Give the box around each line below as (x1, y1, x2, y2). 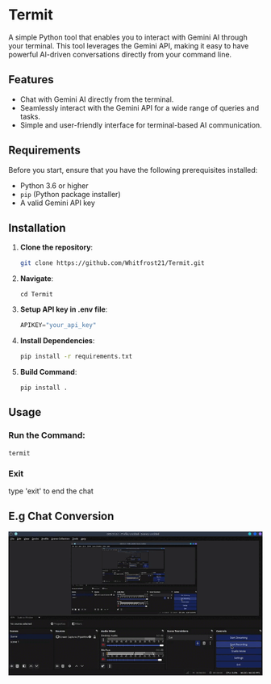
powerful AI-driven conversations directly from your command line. (8, 49, 232, 59)
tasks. (19, 111, 40, 121)
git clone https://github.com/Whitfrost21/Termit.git (19, 259, 205, 267)
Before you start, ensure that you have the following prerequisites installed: (8, 165, 258, 174)
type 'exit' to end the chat (8, 486, 94, 496)
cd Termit (19, 291, 54, 299)
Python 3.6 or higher (19, 180, 89, 191)
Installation (8, 220, 66, 235)
